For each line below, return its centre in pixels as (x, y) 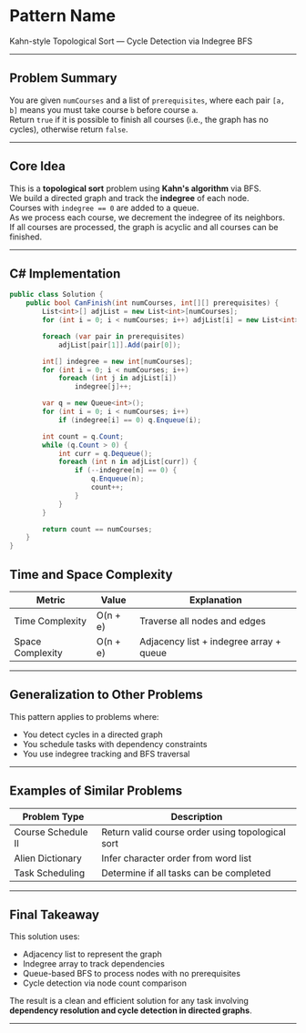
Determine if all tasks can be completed (186, 873)
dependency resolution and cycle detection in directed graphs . (131, 1010)
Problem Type (53, 816)
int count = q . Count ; (83, 436)
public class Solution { (56, 295)
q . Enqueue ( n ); (117, 479)
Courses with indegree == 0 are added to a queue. (104, 208)
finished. (26, 237)
